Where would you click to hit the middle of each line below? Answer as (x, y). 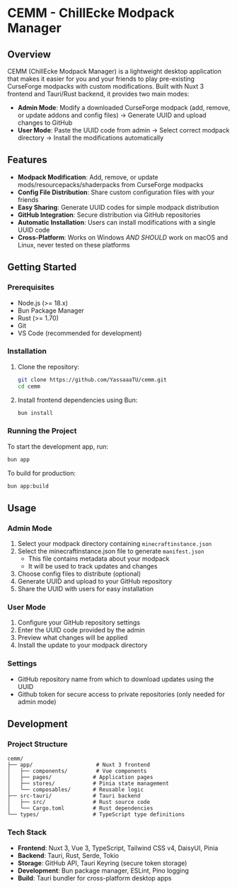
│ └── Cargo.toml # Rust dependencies (80, 809)
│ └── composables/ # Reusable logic (75, 790)
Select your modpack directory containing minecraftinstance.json (115, 544)
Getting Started (42, 267)
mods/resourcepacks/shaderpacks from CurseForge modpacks (110, 184)
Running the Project (42, 431)
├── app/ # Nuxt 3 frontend (79, 765)
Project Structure (37, 744)
